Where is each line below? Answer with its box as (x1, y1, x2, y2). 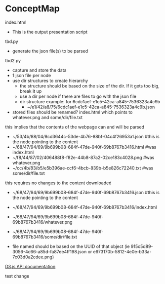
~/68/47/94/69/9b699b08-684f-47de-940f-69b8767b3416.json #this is (12, 189, 160, 195)
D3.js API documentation (5, 263, 56, 269)
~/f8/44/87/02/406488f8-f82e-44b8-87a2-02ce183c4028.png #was (12, 154, 155, 161)
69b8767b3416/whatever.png (12, 219, 73, 225)
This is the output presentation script (12, 29, 88, 35)
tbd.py (5, 38, 18, 44)
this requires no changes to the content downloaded (5, 180, 112, 186)
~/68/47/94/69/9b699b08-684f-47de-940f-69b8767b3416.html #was (12, 144, 157, 150)
